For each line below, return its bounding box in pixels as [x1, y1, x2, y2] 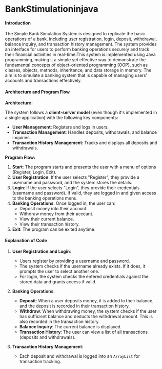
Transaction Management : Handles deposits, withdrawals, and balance [12, 129, 157, 135]
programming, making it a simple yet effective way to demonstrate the [5, 57, 146, 63]
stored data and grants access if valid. [19, 278, 97, 285]
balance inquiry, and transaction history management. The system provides [5, 41, 157, 47]
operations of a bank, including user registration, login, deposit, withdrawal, [5, 36, 157, 42]
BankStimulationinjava [5, 3, 99, 15]
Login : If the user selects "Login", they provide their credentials [12, 185, 140, 191]
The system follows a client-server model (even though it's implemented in [5, 109, 157, 115]
